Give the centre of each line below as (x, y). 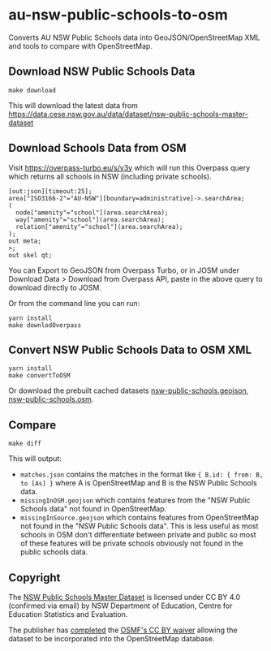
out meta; (25, 241)
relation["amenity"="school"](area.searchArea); (99, 226)
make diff (25, 444)
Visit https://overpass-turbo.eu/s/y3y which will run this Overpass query (129, 167)
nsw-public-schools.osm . (51, 399)
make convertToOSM (39, 376)
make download (32, 90)
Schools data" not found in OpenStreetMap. (93, 509)
